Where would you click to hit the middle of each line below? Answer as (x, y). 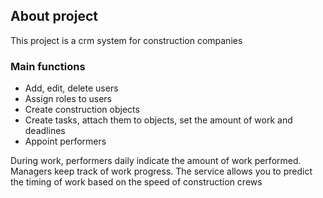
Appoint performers (65, 141)
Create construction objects (82, 110)
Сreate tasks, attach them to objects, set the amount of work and (158, 120)
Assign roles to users (68, 99)
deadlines (45, 131)
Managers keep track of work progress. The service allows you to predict (161, 171)
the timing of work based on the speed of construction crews (136, 182)
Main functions (48, 66)
